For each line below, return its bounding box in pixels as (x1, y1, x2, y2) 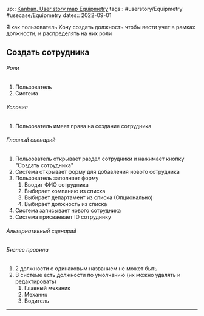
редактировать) (15, 278, 56, 285)
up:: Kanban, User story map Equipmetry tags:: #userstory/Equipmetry (6, 5, 183, 12)
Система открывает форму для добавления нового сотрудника (15, 168, 180, 175)
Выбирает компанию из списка (24, 188, 106, 194)
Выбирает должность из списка (24, 201, 107, 207)
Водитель (24, 297, 50, 304)
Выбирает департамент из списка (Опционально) (24, 194, 153, 201)
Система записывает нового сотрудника (15, 207, 121, 214)
